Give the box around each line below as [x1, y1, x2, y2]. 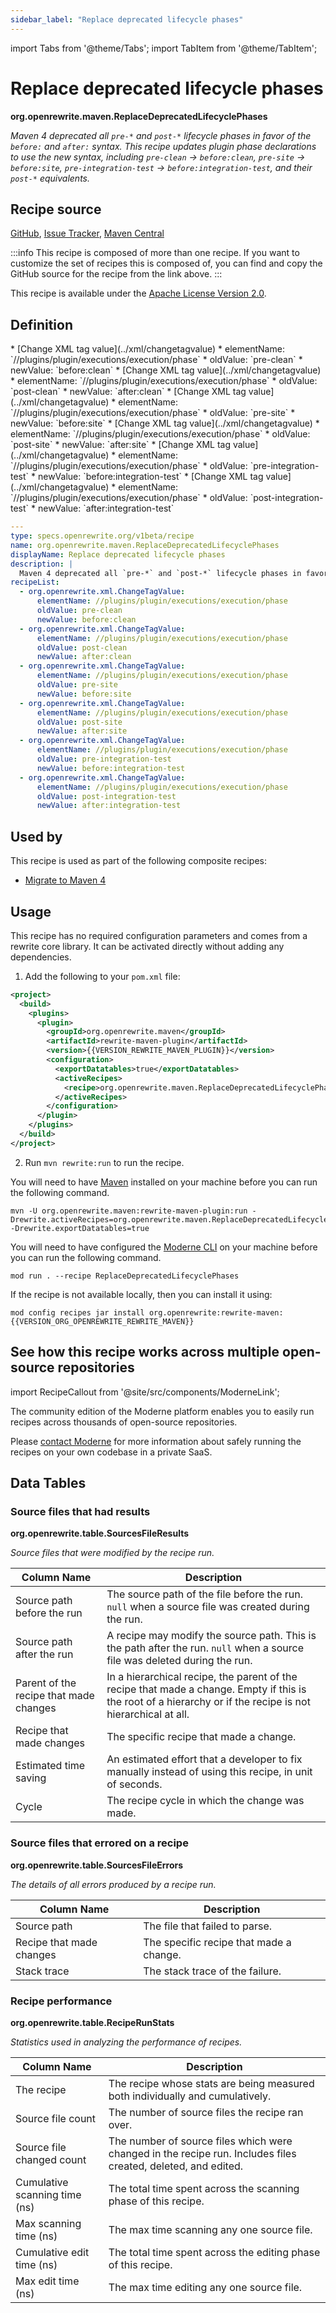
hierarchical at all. [106, 1707, 190, 1721]
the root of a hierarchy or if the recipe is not [106, 1695, 311, 1709]
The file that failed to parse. [143, 1919, 273, 1933]
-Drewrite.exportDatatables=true [10, 1223, 150, 1233]
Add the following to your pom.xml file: [24, 970, 181, 982]
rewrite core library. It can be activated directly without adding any [10, 940, 285, 952]
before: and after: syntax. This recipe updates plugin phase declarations [10, 140, 317, 152]
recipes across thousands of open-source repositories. [10, 1416, 238, 1428]
